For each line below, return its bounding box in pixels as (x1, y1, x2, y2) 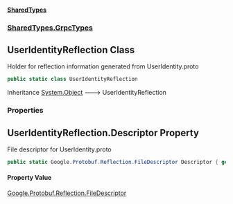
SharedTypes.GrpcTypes (7, 23, 94, 33)
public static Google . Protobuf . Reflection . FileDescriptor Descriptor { (7, 158, 218, 165)
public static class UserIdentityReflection (7, 76, 138, 83)
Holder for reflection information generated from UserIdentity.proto (7, 62, 199, 71)
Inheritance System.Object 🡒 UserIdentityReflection (7, 89, 166, 97)
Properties (7, 106, 44, 115)
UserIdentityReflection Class (7, 44, 135, 55)
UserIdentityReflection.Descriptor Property (7, 127, 200, 138)
